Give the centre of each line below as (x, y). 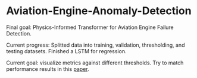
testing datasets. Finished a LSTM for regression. (66, 51)
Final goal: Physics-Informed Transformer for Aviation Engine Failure (90, 27)
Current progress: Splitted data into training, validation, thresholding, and (96, 45)
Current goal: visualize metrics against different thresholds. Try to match (95, 63)
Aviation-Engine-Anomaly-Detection (99, 11)
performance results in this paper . (48, 69)
